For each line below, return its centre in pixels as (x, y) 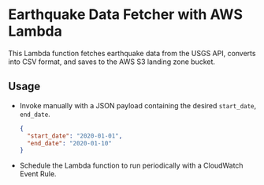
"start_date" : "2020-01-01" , (75, 136)
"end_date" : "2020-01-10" (69, 143)
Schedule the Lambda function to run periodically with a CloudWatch (131, 166)
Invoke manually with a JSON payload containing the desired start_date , (138, 105)
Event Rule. (38, 174)
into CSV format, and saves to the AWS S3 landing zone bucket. (112, 62)
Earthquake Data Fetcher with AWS (125, 15)
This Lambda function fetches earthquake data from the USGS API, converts (132, 53)
